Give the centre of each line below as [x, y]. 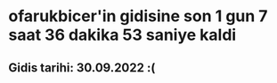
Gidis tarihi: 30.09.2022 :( [82, 68]
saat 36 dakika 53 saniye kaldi [122, 35]
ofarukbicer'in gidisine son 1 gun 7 [138, 16]
